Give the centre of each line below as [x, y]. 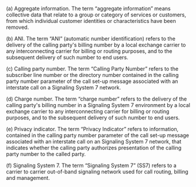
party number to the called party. [46, 154]
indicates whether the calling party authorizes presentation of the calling [94, 148]
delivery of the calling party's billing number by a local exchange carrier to [96, 45]
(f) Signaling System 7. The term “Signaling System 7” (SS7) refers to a [92, 165]
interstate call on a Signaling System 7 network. [64, 87]
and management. [28, 178]
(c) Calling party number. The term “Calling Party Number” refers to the [92, 69]
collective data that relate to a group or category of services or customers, [96, 15]
